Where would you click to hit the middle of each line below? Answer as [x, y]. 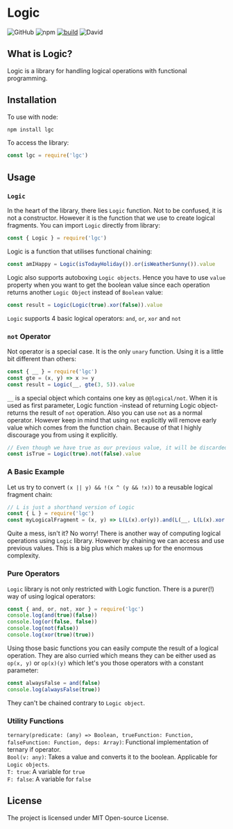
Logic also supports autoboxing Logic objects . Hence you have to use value [116, 277]
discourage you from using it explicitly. [62, 435]
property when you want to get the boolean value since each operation [109, 285]
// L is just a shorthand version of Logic [71, 507]
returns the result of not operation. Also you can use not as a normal [105, 413]
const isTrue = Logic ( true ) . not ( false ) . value [74, 454]
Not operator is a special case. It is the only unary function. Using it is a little [115, 351]
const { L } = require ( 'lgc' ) [51, 514]
